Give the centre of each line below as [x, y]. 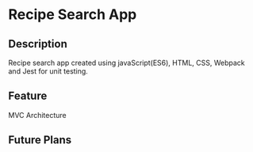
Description [38, 44]
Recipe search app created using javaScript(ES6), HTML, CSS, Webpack [127, 63]
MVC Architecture [38, 115]
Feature [28, 96]
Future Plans [40, 140]
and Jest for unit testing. [48, 71]
